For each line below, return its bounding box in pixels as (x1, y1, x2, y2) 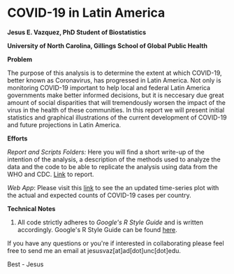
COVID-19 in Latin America (7, 5, 166, 21)
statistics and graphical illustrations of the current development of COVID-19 (7, 113, 227, 122)
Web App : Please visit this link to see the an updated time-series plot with (7, 183, 219, 192)
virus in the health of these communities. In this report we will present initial (7, 106, 225, 114)
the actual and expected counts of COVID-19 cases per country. (7, 191, 191, 199)
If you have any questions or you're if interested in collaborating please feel (7, 239, 225, 247)
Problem (7, 55, 33, 64)
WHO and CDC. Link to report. (7, 170, 94, 178)
